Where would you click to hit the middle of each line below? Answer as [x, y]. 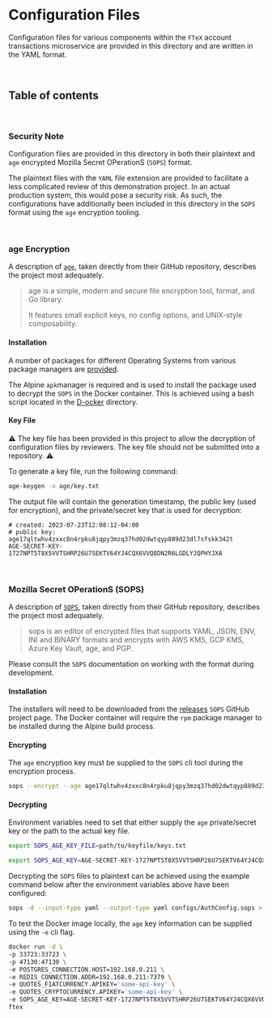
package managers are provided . [64, 369]
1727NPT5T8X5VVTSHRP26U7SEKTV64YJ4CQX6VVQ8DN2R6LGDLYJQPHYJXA [115, 553]
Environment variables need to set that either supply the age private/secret [132, 822]
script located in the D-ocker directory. [73, 401]
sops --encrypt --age [45, 787]
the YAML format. [38, 54]
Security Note [36, 136]
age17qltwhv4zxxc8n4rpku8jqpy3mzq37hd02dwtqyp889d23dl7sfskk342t [121, 539]
